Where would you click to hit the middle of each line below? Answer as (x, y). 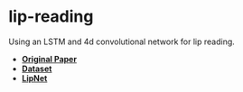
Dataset (37, 69)
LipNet (34, 78)
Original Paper (49, 59)
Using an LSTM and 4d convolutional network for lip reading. (122, 41)
